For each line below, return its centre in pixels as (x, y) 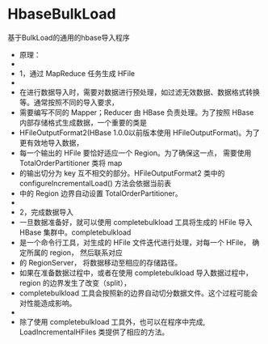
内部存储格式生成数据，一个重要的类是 (83, 122)
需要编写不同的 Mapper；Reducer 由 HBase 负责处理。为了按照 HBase (136, 112)
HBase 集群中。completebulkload (75, 232)
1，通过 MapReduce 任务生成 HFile (77, 73)
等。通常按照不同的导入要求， (69, 102)
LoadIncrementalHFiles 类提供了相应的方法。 (94, 332)
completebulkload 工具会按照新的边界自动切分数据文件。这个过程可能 (135, 293)
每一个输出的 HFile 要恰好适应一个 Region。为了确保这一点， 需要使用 (135, 153)
